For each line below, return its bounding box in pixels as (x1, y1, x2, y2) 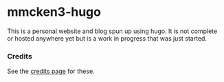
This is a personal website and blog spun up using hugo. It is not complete (7, 27, 218, 35)
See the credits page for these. (7, 67, 95, 76)
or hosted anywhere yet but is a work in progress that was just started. (7, 34, 208, 42)
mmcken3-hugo (7, 4, 102, 20)
